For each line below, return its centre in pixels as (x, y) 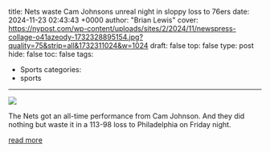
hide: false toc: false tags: (51, 54)
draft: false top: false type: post (202, 46)
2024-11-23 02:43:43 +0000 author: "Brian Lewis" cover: (103, 20)
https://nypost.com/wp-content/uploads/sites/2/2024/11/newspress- (123, 28)
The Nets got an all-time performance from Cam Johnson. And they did (127, 116)
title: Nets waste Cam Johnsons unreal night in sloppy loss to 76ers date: (129, 12)
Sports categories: (51, 70)
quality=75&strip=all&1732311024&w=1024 (78, 46)
